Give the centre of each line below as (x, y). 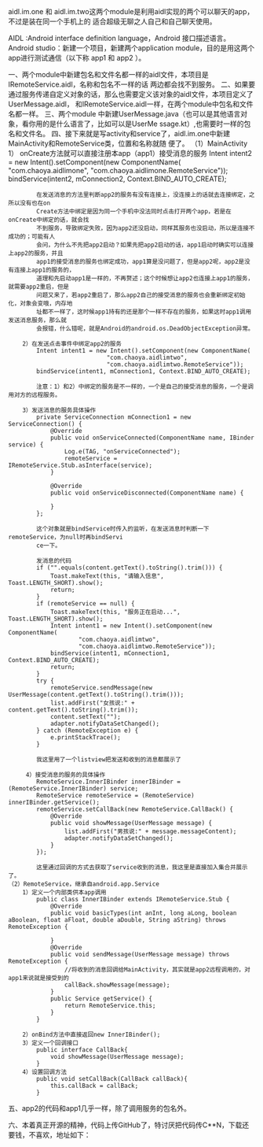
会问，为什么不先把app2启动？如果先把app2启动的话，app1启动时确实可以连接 (145, 245)
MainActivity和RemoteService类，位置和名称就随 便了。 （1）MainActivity (128, 143)
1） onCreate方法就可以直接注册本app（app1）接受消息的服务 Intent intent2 (130, 153)
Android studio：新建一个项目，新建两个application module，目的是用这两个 (131, 48)
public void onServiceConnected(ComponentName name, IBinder (152, 438)
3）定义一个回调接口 (50, 1043)
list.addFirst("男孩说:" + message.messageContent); (150, 831)
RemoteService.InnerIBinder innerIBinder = (108, 782)
